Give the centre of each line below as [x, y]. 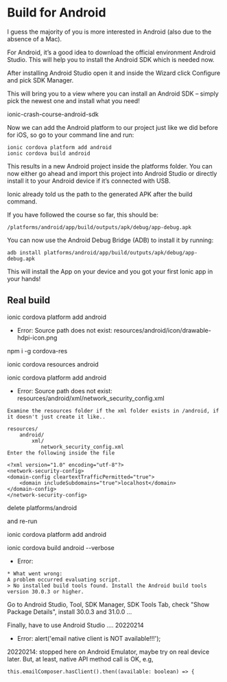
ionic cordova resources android [53, 364]
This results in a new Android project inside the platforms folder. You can [110, 166]
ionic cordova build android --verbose [61, 547]
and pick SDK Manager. [40, 80]
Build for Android [57, 13]
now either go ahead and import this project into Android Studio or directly [112, 173]
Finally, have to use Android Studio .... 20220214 [75, 625]
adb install [24, 252]
